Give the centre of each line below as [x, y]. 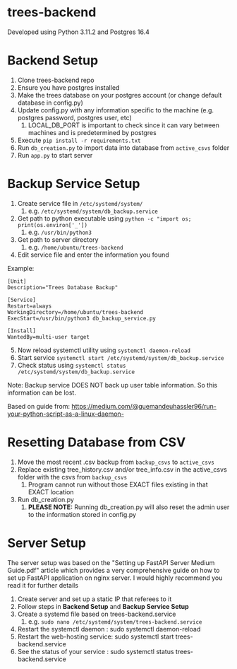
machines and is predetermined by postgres [92, 132]
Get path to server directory [58, 239]
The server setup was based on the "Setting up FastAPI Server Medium [111, 562]
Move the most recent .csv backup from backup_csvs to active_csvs [116, 462]
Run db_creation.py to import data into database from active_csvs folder [123, 147]
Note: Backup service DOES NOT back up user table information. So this [112, 385]
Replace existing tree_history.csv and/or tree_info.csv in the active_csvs [122, 469]
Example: [21, 268]
